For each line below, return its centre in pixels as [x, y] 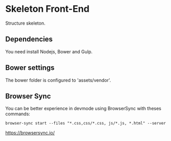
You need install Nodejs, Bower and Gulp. [49, 51]
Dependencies [29, 39]
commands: [18, 114]
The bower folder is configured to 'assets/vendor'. [58, 80]
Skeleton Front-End [47, 9]
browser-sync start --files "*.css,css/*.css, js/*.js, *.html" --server [86, 124]
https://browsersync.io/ [30, 133]
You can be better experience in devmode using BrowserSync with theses [83, 109]
